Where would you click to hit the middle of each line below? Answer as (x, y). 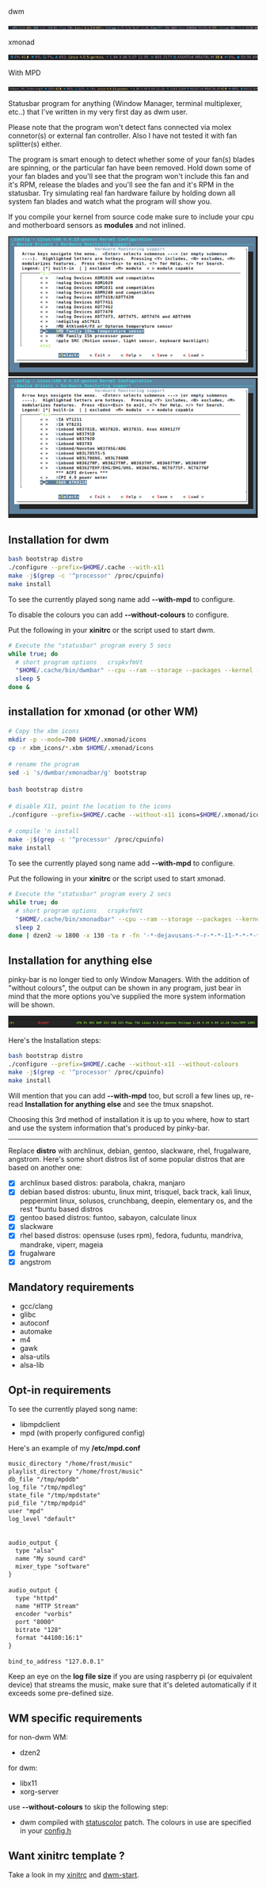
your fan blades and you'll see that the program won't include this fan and (129, 176)
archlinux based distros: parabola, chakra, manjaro (103, 1183)
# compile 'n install (44, 831)
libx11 (28, 1783)
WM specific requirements (75, 1718)
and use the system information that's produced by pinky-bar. (109, 1128)
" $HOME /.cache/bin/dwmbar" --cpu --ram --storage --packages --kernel (134, 671)
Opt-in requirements (60, 1390)
